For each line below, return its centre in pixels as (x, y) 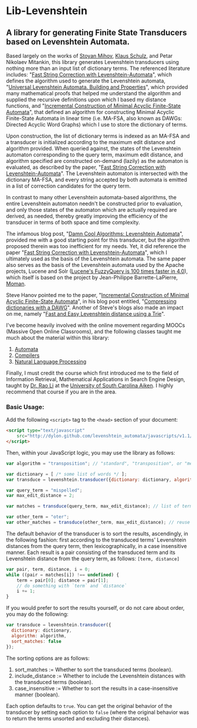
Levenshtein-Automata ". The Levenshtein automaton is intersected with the (97, 173)
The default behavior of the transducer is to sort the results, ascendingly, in (97, 533)
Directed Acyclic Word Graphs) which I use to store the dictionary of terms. (97, 124)
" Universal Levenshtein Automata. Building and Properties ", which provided (97, 87)
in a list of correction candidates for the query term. (68, 186)
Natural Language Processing (50, 362)
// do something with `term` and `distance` (72, 586)
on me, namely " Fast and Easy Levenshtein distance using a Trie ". (86, 314)
